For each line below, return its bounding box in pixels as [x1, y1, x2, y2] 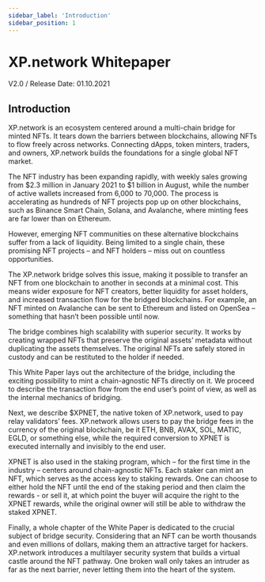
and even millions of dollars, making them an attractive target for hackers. [8, 539, 248, 550]
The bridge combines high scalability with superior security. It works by [8, 327, 241, 337]
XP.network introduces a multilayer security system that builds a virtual [8, 548, 240, 557]
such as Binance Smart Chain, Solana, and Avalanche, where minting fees [8, 206, 249, 215]
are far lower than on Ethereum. [8, 214, 112, 224]
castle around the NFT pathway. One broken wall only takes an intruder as [8, 557, 250, 566]
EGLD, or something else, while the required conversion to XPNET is [8, 433, 230, 443]
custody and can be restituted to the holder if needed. [8, 353, 184, 362]
